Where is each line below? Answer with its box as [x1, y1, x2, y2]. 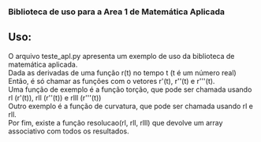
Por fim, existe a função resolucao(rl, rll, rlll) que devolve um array [8, 118, 223, 127]
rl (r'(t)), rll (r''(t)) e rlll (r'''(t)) [8, 93, 102, 102]
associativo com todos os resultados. [8, 126, 129, 136]
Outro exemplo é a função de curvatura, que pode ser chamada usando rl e [8, 101, 254, 111]
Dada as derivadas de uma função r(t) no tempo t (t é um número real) [8, 67, 237, 77]
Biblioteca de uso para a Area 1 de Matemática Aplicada [8, 6, 225, 17]
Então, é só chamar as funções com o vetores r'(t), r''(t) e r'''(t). [8, 76, 215, 86]
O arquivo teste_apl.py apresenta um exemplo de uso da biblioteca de [8, 51, 235, 60]
